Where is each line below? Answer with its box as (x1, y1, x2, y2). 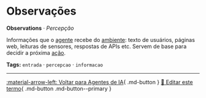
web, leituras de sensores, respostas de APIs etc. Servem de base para (6, 43, 187, 50)
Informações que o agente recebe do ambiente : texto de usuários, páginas (6, 36, 195, 43)
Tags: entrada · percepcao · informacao (6, 61, 103, 68)
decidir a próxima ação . (6, 49, 66, 56)
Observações (6, 4, 77, 18)
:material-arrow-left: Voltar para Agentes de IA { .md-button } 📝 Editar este (6, 78, 193, 86)
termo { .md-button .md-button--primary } (6, 85, 112, 92)
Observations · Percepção (6, 24, 74, 32)
